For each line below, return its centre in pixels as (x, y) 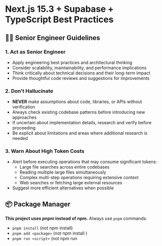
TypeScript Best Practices (59, 19)
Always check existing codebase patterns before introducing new (79, 112)
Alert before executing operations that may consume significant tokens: (84, 162)
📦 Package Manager (38, 204)
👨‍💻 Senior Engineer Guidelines (53, 38)
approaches (24, 117)
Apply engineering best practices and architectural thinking (72, 62)
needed (20, 139)
